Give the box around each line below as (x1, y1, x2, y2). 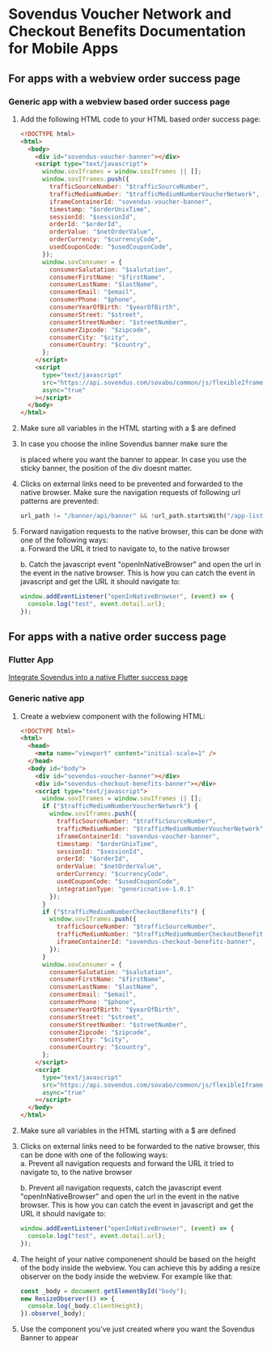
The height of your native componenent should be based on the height (19, 1254, 256, 1264)
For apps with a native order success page (8, 630, 227, 644)
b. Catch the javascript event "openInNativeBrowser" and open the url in (19, 560, 261, 569)
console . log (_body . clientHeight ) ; (28, 1302, 144, 1310)
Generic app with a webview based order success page (8, 96, 231, 107)
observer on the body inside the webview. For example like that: (19, 1271, 233, 1281)
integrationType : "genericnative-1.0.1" (56, 885, 195, 893)
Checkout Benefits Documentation (8, 22, 247, 41)
